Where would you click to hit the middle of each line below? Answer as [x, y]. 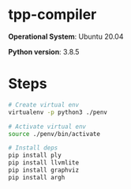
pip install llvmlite [44, 163]
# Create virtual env [44, 104]
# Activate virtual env [47, 127]
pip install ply [35, 156]
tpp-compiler [52, 15]
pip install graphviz [44, 170]
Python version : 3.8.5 [44, 51]
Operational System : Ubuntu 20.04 [66, 36]
